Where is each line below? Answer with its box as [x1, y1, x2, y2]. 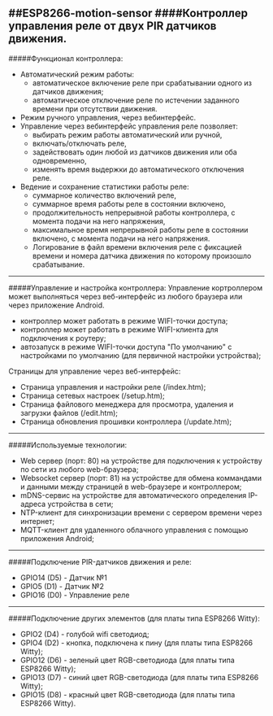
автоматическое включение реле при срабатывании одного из [32, 77, 252, 88]
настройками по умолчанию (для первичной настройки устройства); [19, 350, 262, 360]
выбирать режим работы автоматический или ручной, [32, 129, 223, 139]
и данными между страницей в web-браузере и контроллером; [19, 482, 242, 491]
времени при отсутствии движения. [32, 103, 158, 113]
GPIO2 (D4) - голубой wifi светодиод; [19, 629, 149, 639]
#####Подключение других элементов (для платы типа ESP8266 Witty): [8, 613, 260, 623]
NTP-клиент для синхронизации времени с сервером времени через [19, 508, 262, 517]
